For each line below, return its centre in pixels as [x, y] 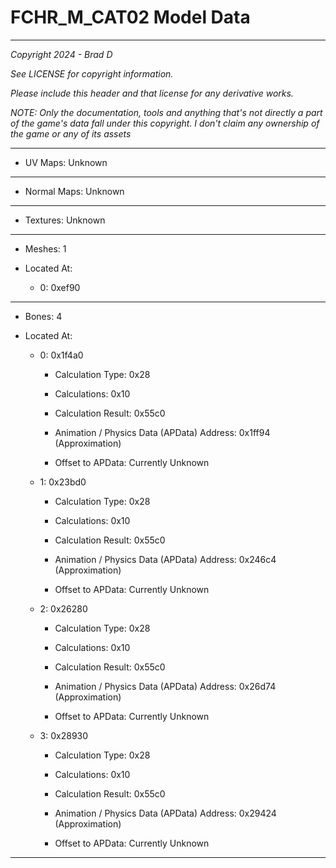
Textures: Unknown [65, 220]
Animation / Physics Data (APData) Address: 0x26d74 [165, 686]
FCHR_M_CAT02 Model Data [130, 17]
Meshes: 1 [45, 248]
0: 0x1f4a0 [61, 355]
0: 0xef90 [60, 287]
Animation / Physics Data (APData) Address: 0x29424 [165, 813]
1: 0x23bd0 [63, 482]
